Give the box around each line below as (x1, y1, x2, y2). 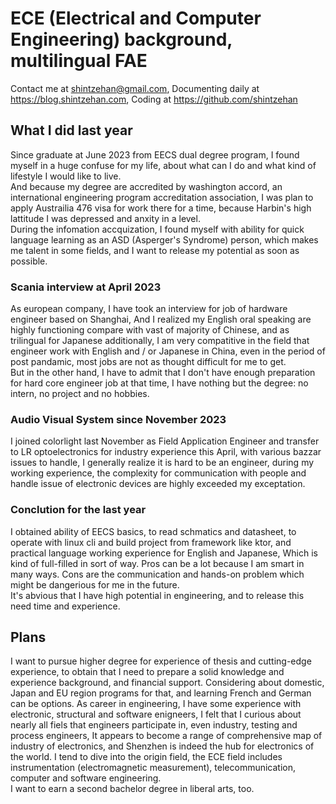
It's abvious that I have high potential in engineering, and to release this (10, 589, 305, 601)
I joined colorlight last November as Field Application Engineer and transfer (10, 435, 320, 447)
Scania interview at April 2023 (10, 280, 162, 294)
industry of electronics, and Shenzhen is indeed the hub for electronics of (10, 740, 315, 752)
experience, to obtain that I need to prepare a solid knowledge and (10, 666, 285, 678)
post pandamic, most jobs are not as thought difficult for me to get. (10, 356, 287, 368)
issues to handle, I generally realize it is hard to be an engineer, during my (10, 457, 315, 469)
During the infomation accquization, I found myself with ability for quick (10, 223, 305, 235)
